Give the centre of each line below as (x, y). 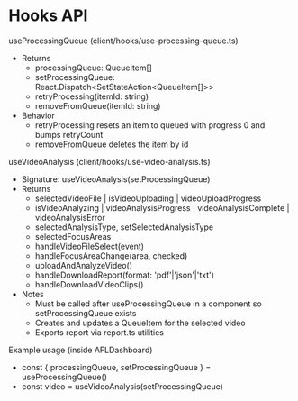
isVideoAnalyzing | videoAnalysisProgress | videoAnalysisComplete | (162, 207)
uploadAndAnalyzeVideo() (83, 265)
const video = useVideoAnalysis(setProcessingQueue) (122, 386)
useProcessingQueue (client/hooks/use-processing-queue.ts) (124, 41)
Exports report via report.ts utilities (99, 332)
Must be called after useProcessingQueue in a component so (148, 304)
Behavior (38, 115)
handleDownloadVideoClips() (89, 284)
